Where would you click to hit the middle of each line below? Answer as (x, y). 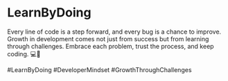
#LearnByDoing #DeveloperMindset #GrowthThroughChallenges (99, 69)
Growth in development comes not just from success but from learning (108, 38)
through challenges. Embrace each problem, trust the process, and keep (111, 46)
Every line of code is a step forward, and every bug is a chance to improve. (114, 32)
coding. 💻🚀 (24, 54)
